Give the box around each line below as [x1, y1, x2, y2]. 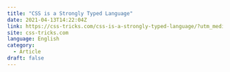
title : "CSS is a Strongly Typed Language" [7, 10, 133, 17]
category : [7, 42, 36, 49]
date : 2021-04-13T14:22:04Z [7, 16, 88, 23]
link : [7, 23, 23, 29]
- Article [13, 49, 41, 56]
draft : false [7, 55, 44, 62]
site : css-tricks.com [7, 29, 69, 36]
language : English [7, 36, 60, 43]
